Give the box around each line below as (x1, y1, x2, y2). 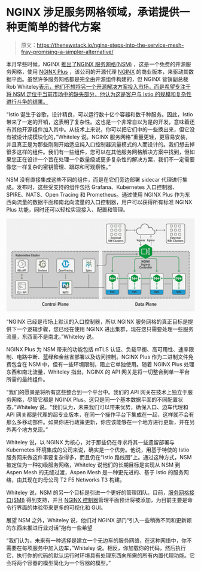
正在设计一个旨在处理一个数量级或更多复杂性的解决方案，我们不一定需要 (16, 155, 195, 162)
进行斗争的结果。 (6, 98, 48, 105)
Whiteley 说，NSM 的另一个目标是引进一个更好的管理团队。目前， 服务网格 (6, 489, 190, 496)
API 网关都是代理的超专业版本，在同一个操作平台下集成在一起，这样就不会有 (6, 411, 194, 418)
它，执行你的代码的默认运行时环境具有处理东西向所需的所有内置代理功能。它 (6, 552, 195, 559)
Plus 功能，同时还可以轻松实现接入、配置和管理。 (6, 206, 129, 213)
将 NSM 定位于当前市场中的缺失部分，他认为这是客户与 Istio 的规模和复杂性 (6, 91, 192, 98)
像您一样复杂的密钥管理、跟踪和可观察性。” (6, 163, 111, 170)
